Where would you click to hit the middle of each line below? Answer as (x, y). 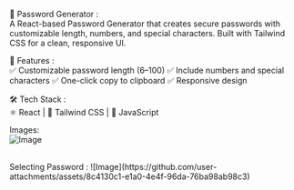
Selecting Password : (49, 167)
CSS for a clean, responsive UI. (68, 43)
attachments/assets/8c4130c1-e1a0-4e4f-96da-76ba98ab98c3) (130, 176)
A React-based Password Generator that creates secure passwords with (145, 24)
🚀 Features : (32, 60)
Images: (25, 130)
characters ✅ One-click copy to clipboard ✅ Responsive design (128, 80)
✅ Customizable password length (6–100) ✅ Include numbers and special (147, 70)
